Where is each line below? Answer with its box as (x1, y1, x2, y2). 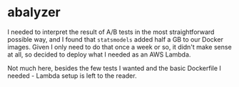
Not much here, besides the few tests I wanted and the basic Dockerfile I (7, 64, 221, 72)
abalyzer (7, 4, 61, 21)
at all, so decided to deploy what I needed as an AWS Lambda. (7, 50, 191, 59)
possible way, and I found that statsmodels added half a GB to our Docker (7, 35, 223, 43)
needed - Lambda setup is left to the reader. (7, 71, 137, 80)
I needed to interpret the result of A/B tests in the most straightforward (7, 28, 215, 36)
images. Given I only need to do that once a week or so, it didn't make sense (7, 42, 232, 51)
